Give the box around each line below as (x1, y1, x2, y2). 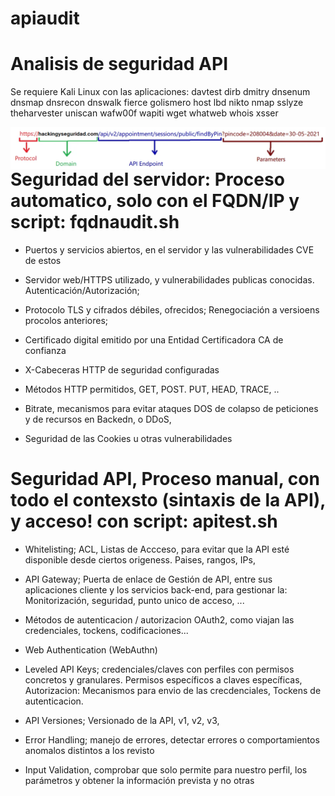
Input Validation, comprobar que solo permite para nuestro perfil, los (24, 763, 308, 776)
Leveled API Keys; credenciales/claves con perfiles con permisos (24, 663, 295, 675)
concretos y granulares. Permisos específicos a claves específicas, (24, 673, 303, 686)
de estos (24, 254, 62, 266)
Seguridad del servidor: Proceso (10, 168, 285, 191)
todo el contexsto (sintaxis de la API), (10, 489, 326, 511)
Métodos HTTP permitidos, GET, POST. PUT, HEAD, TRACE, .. (24, 383, 280, 395)
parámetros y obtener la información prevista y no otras (24, 774, 255, 786)
